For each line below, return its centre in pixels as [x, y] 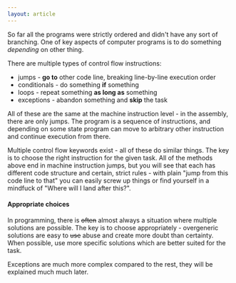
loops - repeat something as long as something [87, 92]
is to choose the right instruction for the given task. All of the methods [110, 158]
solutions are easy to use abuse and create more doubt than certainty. [111, 235]
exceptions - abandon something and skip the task [92, 100]
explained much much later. [48, 272]
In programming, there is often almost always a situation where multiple [112, 220]
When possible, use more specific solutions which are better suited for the [117, 242]
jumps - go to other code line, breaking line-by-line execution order [117, 77]
